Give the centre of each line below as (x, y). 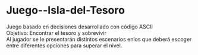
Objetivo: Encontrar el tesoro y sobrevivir (56, 33)
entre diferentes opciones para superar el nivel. (64, 46)
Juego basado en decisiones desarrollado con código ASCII (80, 27)
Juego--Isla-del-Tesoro (65, 10)
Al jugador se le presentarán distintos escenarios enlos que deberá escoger (99, 39)
